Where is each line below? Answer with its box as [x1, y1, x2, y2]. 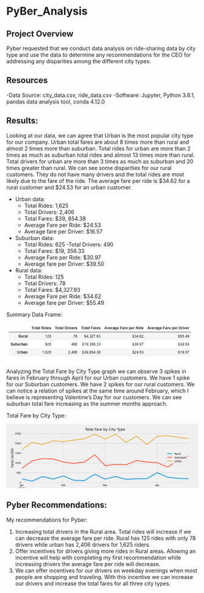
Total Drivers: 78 [24, 279, 66, 287]
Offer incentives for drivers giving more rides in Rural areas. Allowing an [15, 547, 196, 555]
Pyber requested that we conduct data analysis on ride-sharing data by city [6, 44, 196, 52]
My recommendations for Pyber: [6, 516, 88, 524]
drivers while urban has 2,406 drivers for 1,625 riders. [15, 541, 151, 548]
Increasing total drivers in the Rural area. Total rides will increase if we [15, 528, 192, 535]
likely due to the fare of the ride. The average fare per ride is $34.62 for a [6, 177, 191, 184]
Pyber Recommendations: [6, 500, 108, 510]
